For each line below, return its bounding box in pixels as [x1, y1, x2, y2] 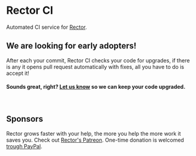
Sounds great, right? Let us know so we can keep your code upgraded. [6, 83, 186, 91]
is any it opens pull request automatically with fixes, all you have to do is [6, 63, 185, 70]
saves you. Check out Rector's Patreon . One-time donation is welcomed [6, 136, 185, 143]
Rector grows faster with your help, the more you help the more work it [6, 130, 181, 137]
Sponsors [6, 114, 43, 124]
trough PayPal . [6, 142, 43, 150]
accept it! [6, 70, 30, 77]
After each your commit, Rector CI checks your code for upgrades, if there [6, 56, 190, 64]
